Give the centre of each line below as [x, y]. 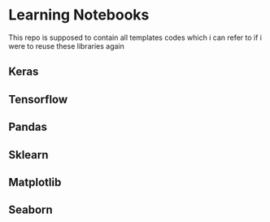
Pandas [28, 127]
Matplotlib [35, 182]
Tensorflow [38, 99]
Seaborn [30, 210]
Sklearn [28, 155]
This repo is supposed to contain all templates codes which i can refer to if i [135, 37]
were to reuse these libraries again [66, 46]
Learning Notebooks [79, 15]
